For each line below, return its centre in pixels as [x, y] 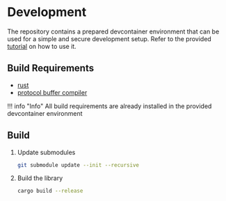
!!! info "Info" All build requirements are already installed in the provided [110, 106]
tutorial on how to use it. [42, 46]
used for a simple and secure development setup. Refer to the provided [110, 38]
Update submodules [46, 152]
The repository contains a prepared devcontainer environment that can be [113, 31]
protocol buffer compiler [52, 92]
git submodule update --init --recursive [78, 165]
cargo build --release [50, 191]
